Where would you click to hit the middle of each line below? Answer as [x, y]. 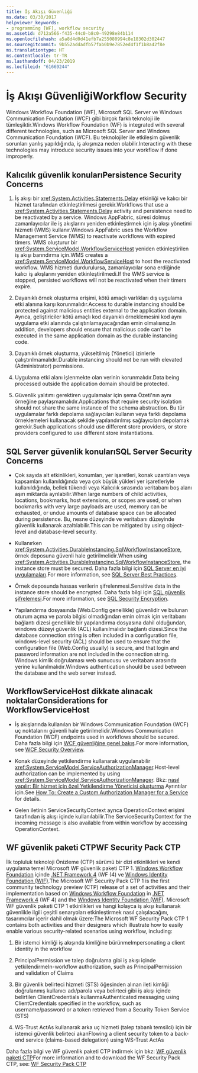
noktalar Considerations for [57, 701]
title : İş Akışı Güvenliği [39, 12]
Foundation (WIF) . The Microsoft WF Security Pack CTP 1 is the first [88, 881]
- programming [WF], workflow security [55, 28]
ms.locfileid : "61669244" [38, 67]
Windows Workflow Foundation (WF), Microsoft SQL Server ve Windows [94, 112]
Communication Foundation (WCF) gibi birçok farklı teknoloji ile [83, 118]
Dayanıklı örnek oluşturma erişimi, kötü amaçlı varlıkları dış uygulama [98, 298]
